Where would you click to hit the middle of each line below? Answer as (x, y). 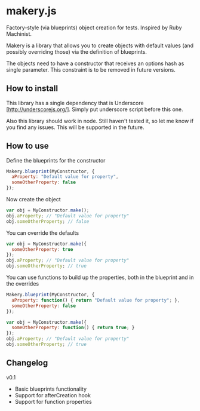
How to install (32, 89)
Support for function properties (53, 401)
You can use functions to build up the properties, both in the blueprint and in (100, 277)
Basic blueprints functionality (51, 389)
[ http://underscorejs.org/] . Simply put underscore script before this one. (95, 109)
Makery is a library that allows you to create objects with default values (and (100, 45)
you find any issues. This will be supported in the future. (75, 127)
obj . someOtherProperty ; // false (48, 221)
